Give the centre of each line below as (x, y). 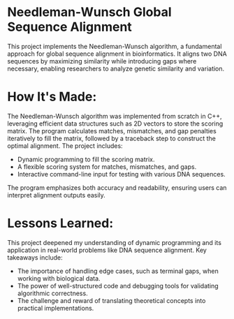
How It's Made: (52, 97)
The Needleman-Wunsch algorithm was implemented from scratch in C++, (115, 116)
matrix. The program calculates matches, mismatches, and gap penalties (112, 131)
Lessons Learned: (60, 223)
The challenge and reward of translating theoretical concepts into (111, 300)
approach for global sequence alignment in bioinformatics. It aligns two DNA (117, 54)
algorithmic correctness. (53, 293)
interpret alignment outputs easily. (57, 195)
